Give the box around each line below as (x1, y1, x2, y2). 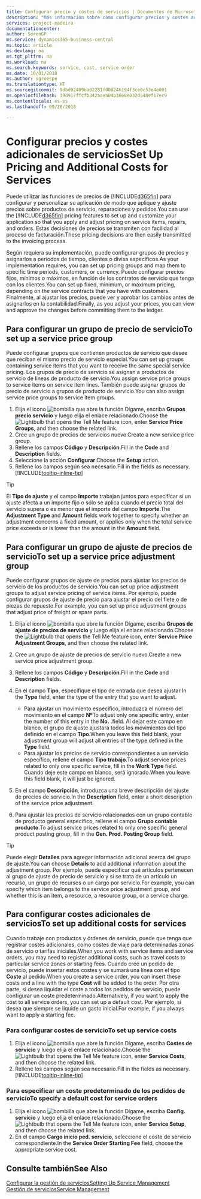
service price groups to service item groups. (6, 394, 115, 401)
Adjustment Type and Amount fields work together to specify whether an (6, 512, 189, 519)
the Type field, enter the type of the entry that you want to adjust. (14, 693, 177, 701)
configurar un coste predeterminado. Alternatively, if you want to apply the (6, 992, 189, 999)
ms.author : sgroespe (6, 76, 58, 82)
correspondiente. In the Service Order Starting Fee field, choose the (14, 1140, 184, 1147)
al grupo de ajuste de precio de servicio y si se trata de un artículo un (6, 873, 178, 880)
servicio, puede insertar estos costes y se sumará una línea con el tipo (6, 966, 181, 973)
